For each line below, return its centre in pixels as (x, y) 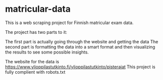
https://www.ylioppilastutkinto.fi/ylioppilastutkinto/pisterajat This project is (80, 67)
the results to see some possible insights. (47, 52)
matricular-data (38, 9)
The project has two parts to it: (36, 32)
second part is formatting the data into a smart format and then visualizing (80, 47)
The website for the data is (32, 61)
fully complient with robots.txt (35, 72)
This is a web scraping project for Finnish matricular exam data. (69, 23)
